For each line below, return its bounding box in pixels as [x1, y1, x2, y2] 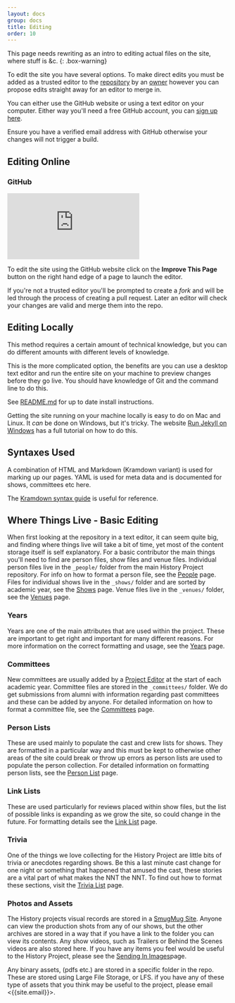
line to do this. [7, 383, 49, 392]
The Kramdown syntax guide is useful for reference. [7, 494, 158, 503]
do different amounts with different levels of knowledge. [7, 347, 170, 356]
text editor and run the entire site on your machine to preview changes [7, 369, 211, 377]
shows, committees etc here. [7, 480, 91, 488]
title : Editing [7, 23, 52, 30]
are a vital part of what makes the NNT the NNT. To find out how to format [7, 873, 222, 882]
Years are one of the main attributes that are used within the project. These [7, 627, 225, 635]
